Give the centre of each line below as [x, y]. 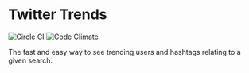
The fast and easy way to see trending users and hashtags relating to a [124, 52]
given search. [31, 60]
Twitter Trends [58, 15]
